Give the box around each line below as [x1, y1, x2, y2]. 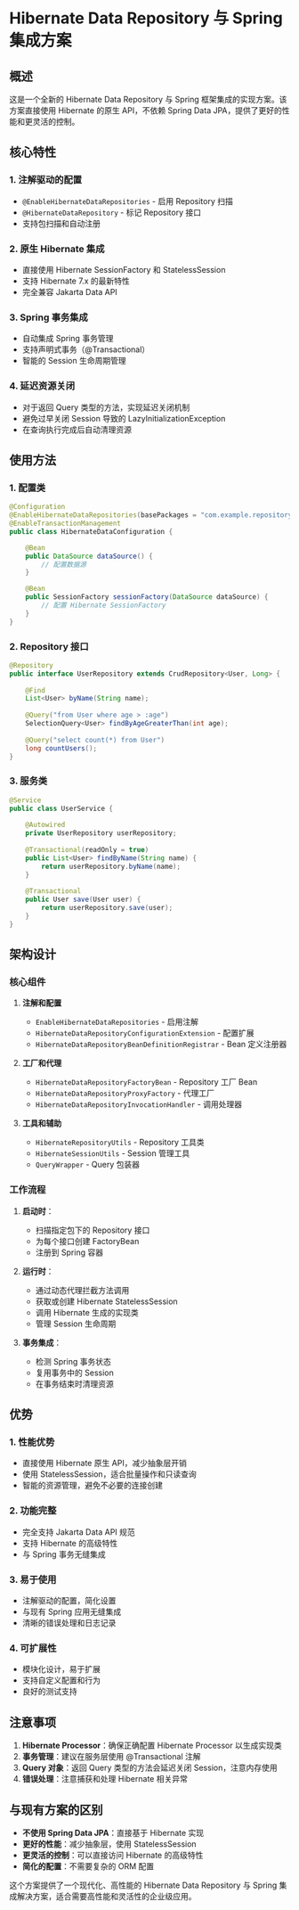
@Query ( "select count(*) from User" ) [25, 735, 166, 744]
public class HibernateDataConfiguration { [9, 527, 174, 536]
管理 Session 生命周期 [35, 1318, 117, 1329]
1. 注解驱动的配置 [9, 174, 83, 186]
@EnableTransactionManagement [9, 519, 122, 529]
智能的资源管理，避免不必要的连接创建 [21, 1480, 163, 1491]
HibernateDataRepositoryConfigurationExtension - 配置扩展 [35, 1028, 255, 1038]
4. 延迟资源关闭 [9, 380, 76, 392]
